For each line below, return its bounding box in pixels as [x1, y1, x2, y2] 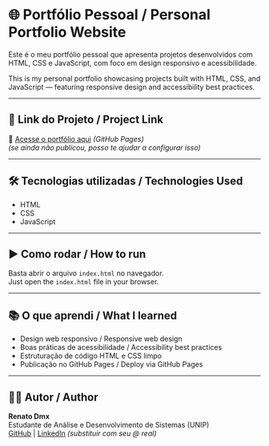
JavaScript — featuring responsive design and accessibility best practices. [8, 82, 255, 91]
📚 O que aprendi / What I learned [8, 308, 178, 322]
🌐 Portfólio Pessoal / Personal [8, 6, 211, 24]
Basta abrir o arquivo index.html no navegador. [8, 268, 164, 278]
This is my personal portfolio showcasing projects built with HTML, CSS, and [8, 74, 261, 83]
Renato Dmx [8, 412, 50, 421]
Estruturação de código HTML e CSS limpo [19, 351, 163, 361]
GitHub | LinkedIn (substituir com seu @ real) [8, 428, 157, 438]
